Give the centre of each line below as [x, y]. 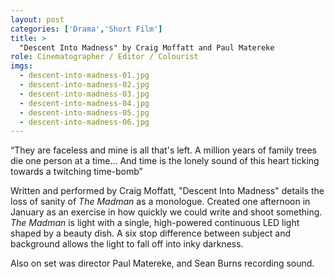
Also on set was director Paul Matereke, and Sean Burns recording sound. [162, 263]
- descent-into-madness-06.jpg [84, 122]
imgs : [21, 66]
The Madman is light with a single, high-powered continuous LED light [155, 223]
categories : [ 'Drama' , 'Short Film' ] [86, 29]
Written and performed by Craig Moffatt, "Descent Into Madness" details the [167, 191]
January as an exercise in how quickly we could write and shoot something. [166, 212]
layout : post [37, 19]
